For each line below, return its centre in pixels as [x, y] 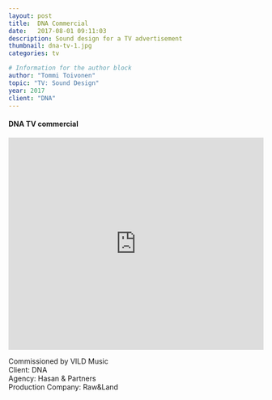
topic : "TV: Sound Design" [54, 83]
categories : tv [34, 53]
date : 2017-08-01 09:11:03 [57, 31]
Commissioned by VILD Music [59, 361]
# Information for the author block [70, 68]
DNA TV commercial [43, 124]
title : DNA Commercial [49, 23]
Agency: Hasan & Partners [52, 378]
